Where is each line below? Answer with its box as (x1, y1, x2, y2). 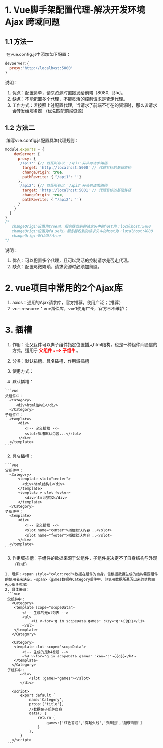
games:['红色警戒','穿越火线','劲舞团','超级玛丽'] (46, 720, 143, 725)
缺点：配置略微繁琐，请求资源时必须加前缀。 (12, 263, 102, 269)
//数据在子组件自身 (29, 707, 63, 712)
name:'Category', (29, 697, 64, 702)
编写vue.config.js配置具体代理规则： (6, 137, 79, 144)
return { (37, 715, 55, 720)
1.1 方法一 (5, 37, 33, 46)
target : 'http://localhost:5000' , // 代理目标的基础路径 (22, 165, 131, 170)
